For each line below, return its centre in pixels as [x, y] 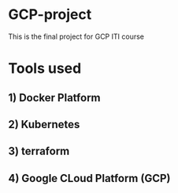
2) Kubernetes [44, 124]
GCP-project [50, 15]
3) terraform [39, 151]
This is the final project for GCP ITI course [76, 36]
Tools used [45, 68]
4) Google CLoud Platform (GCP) [89, 178]
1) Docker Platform [54, 98]
